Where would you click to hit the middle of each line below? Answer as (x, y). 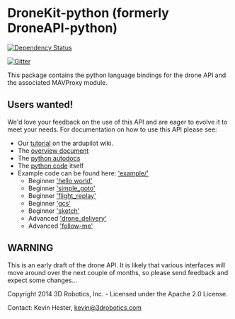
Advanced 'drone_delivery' (68, 218)
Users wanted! (40, 105)
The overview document (53, 151)
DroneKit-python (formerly (88, 13)
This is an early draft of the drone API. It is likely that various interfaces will (116, 265)
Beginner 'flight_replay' (62, 195)
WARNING (30, 248)
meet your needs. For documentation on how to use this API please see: (112, 129)
